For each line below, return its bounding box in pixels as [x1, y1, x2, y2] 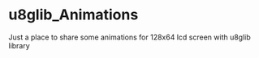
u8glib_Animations [8, 6, 139, 24]
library [8, 40, 30, 50]
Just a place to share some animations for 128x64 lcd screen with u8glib [8, 32, 252, 42]
